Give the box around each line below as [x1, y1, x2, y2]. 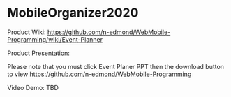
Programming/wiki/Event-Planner [7, 35, 103, 43]
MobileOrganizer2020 [7, 5, 139, 21]
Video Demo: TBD [7, 83, 59, 91]
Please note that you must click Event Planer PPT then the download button [7, 62, 225, 70]
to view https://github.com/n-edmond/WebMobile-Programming [7, 70, 192, 78]
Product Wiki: [7, 28, 47, 36]
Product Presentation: [7, 49, 70, 57]
